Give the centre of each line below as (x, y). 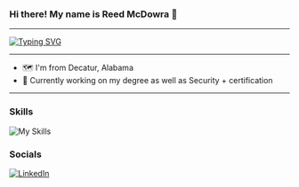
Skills (21, 112)
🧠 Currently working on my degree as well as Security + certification (147, 81)
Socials (25, 154)
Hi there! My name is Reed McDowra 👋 (93, 14)
